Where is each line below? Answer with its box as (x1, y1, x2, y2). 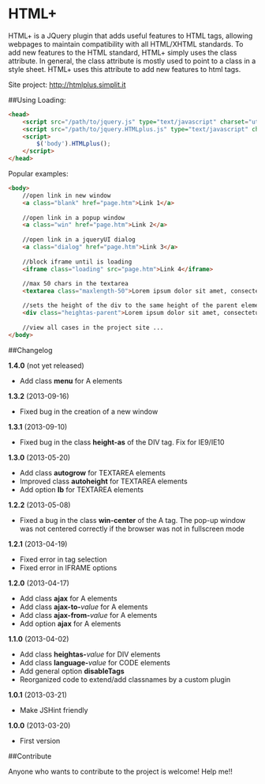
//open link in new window (22, 191, 111, 199)
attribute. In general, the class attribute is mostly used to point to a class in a (8, 56, 256, 66)
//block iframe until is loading (22, 258, 132, 266)
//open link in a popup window (22, 214, 125, 222)
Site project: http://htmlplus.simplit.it (8, 80, 126, 89)
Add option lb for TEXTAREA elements (19, 484, 144, 494)
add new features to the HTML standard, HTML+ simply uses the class (8, 47, 237, 57)
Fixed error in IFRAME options (19, 562, 118, 572)
